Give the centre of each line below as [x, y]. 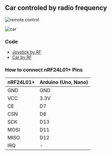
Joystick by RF [27, 52]
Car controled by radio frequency [56, 8]
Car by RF [22, 57]
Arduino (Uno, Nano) [64, 82]
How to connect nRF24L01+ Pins [44, 70]
